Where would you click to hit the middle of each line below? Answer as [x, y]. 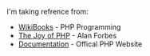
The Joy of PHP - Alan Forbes [67, 36]
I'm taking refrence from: [47, 12]
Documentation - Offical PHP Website [80, 44]
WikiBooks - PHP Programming [69, 27]
